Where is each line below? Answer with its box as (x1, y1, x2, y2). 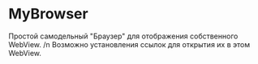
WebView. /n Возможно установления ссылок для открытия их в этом (8, 39, 250, 49)
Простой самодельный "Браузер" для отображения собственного (8, 31, 239, 41)
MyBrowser (8, 5, 88, 23)
